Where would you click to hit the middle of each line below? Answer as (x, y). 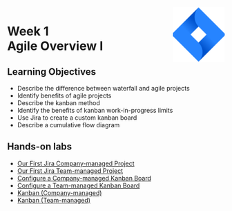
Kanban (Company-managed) (59, 192)
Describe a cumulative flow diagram (68, 125)
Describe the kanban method (58, 103)
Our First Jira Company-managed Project (76, 163)
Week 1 (28, 31)
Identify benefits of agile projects (64, 95)
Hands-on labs (40, 147)
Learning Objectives (52, 72)
